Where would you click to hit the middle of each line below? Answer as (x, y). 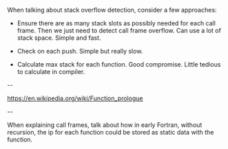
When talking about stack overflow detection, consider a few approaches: (112, 10)
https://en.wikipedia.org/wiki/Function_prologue (75, 98)
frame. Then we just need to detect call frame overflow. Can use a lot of (119, 31)
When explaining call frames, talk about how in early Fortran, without (105, 125)
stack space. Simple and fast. (59, 38)
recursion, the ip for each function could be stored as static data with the (111, 132)
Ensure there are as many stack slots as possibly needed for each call (116, 23)
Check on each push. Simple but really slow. (80, 51)
